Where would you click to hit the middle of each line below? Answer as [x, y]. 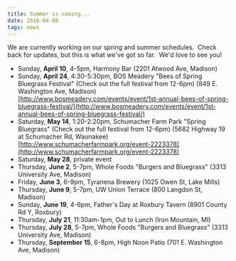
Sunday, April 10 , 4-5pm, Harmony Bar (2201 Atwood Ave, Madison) [118, 69]
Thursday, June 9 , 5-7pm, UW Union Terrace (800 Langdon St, [110, 190]
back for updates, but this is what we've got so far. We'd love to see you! [115, 55]
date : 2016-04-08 [33, 21]
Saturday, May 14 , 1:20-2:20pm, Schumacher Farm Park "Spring [112, 122]
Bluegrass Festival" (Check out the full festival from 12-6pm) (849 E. [118, 84]
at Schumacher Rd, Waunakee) [63, 137]
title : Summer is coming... [49, 14]
